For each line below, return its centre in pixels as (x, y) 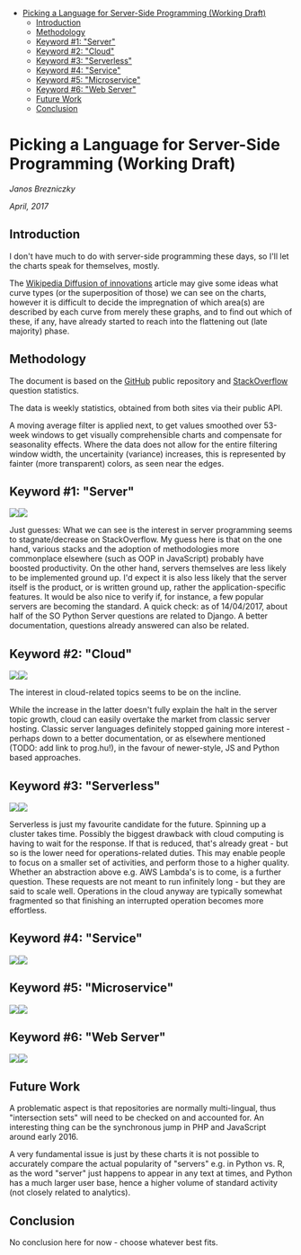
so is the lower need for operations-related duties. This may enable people (147, 853)
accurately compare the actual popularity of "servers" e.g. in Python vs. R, (147, 1164)
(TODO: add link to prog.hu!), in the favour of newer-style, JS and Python (145, 748)
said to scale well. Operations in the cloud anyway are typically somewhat (146, 891)
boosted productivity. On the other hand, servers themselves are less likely (148, 568)
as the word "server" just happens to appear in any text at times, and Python (151, 1173)
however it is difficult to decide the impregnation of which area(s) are (137, 302)
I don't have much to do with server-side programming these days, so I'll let (149, 256)
